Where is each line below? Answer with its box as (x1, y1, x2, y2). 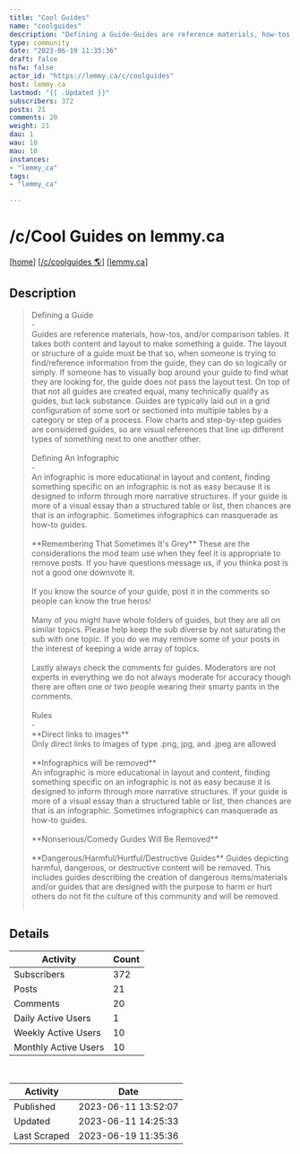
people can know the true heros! (30, 595, 152, 606)
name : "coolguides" (9, 22, 82, 30)
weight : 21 (9, 122, 50, 131)
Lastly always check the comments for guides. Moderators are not (30, 662, 276, 672)
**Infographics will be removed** (30, 757, 157, 768)
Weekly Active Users (13, 1026, 101, 1038)
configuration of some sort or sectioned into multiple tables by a (30, 404, 269, 415)
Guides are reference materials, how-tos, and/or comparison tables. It (30, 328, 289, 339)
